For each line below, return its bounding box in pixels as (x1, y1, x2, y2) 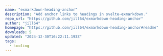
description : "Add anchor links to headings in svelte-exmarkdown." (5, 12, 148, 17)
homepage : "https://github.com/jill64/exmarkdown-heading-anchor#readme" (5, 25, 159, 30)
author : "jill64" (5, 20, 41, 26)
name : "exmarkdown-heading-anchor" (5, 7, 78, 12)
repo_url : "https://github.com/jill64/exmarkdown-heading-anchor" (5, 16, 143, 21)
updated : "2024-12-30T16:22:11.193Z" (5, 35, 82, 39)
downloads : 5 (5, 30, 32, 35)
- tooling (9, 43, 29, 48)
